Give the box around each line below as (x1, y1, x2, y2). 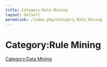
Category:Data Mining (5, 56, 52, 62)
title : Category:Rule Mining (5, 7, 68, 13)
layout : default (5, 12, 40, 17)
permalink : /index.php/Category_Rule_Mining (5, 17, 102, 22)
